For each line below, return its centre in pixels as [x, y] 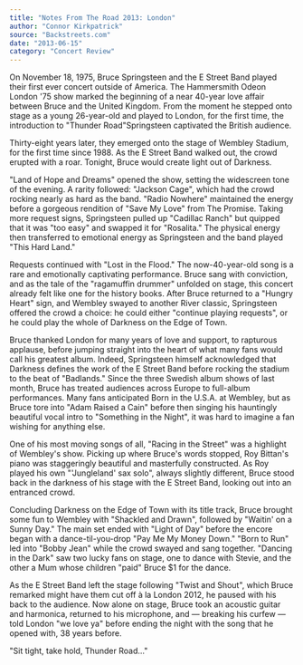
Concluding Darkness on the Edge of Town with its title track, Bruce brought [151, 510]
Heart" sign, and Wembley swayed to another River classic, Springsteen [143, 304]
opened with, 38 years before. [66, 633]
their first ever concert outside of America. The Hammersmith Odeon [138, 87]
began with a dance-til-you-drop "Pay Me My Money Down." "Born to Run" [149, 539]
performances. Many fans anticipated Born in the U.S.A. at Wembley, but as [150, 398]
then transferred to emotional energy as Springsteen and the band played [146, 237]
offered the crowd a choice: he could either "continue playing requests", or [148, 313]
